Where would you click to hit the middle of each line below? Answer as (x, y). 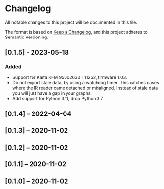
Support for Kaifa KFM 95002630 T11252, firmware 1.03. (69, 77)
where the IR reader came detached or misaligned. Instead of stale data (85, 88)
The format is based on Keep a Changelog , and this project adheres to (76, 32)
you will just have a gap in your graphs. (52, 93)
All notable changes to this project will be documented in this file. (71, 22)
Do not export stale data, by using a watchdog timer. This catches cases (85, 82)
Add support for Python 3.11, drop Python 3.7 (58, 98)
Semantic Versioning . (27, 37)
